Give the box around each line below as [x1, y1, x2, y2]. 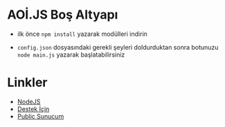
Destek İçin [17, 104, 50, 113]
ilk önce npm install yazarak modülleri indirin [17, 30, 147, 38]
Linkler [7, 75, 48, 90]
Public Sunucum [17, 112, 64, 120]
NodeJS [17, 97, 41, 106]
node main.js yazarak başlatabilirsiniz [17, 50, 125, 59]
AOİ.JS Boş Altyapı [7, 7, 118, 23]
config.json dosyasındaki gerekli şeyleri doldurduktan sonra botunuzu [17, 43, 219, 51]
